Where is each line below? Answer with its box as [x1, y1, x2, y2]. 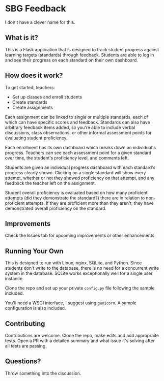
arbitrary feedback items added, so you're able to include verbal [5, 124, 135, 130]
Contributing [5, 319, 45, 328]
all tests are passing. [5, 343, 47, 349]
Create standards [12, 99, 48, 105]
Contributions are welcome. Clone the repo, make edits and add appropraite [5, 333, 159, 338]
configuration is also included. [5, 305, 66, 311]
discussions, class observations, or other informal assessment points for [5, 129, 152, 135]
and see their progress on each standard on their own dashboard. [5, 57, 138, 63]
